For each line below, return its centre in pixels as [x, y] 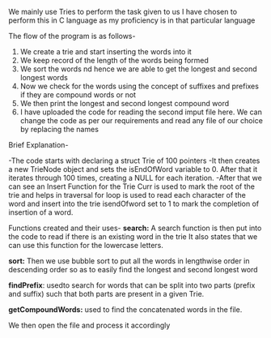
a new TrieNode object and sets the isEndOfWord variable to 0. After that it [133, 169]
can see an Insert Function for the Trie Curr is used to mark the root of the [132, 186]
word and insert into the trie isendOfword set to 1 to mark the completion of [134, 203]
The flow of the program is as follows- [72, 36]
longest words [44, 77]
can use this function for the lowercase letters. [86, 245]
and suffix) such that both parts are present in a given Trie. [106, 294]
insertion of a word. [41, 212]
